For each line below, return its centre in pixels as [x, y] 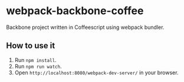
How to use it [31, 46]
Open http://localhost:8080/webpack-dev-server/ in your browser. [96, 73]
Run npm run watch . [38, 66]
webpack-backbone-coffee [75, 11]
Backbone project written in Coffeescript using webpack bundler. [85, 27]
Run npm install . [36, 60]
